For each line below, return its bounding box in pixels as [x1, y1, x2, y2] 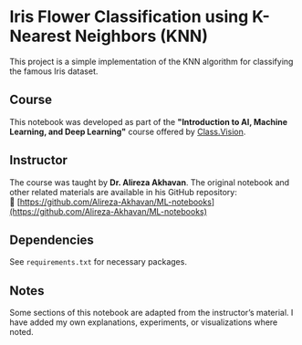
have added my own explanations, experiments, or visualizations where [9, 317, 278, 328]
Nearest [9, 26, 71, 47]
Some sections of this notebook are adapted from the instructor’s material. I [9, 308, 294, 319]
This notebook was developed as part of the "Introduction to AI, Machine [9, 116, 287, 127]
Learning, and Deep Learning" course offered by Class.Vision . [9, 126, 246, 137]
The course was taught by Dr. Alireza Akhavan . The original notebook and [9, 176, 290, 188]
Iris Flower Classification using [9, 6, 249, 27]
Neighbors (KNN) [74, 26, 208, 47]
